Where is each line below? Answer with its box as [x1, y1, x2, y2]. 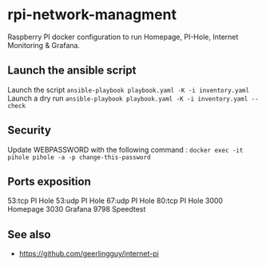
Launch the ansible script [7, 64, 137, 77]
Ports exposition [7, 174, 91, 189]
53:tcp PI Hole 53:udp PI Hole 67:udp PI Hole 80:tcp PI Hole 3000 [7, 196, 224, 205]
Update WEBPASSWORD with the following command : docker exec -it [7, 145, 244, 154]
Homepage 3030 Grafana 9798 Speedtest [7, 204, 146, 214]
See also [7, 228, 51, 241]
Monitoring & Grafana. [7, 40, 81, 50]
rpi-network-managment [7, 6, 177, 24]
